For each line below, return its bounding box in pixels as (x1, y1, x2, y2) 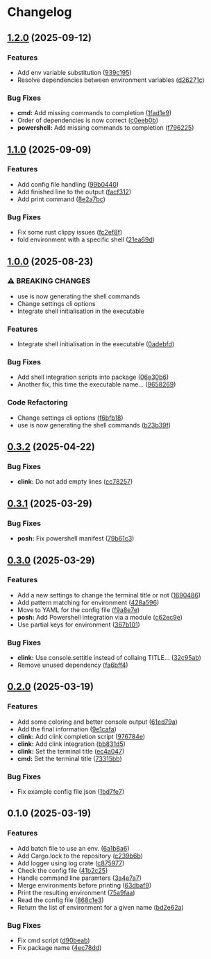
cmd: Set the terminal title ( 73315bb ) (17, 754, 123, 763)
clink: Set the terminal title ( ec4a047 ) (17, 747, 125, 755)
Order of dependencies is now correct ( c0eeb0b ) (17, 116, 158, 125)
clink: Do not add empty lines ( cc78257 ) (17, 477, 133, 486)
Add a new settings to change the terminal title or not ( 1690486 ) (17, 591, 201, 599)
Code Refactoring (7, 398, 68, 407)
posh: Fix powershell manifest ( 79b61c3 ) (17, 534, 135, 543)
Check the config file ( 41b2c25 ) (17, 866, 108, 874)
